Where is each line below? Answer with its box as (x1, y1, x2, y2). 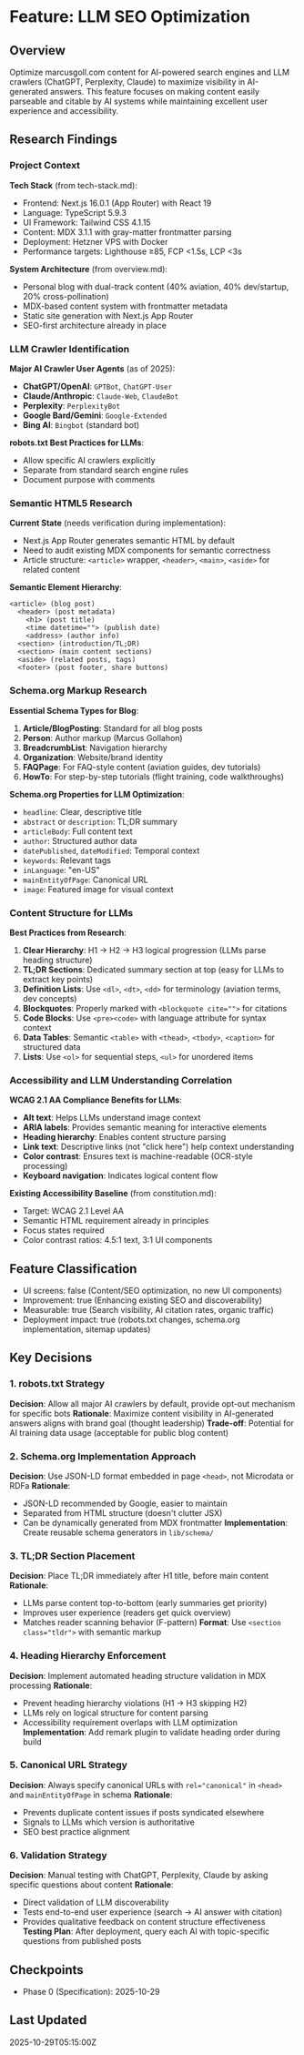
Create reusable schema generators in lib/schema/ (22, 1527, 214, 1538)
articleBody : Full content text (22, 826, 134, 837)
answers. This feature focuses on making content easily (49, 86, 260, 97)
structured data (22, 1041, 81, 1053)
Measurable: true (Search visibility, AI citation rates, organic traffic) (22, 1304, 275, 1315)
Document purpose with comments (22, 473, 156, 484)
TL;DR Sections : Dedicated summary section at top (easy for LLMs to (22, 963, 285, 975)
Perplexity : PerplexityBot (22, 400, 121, 411)
